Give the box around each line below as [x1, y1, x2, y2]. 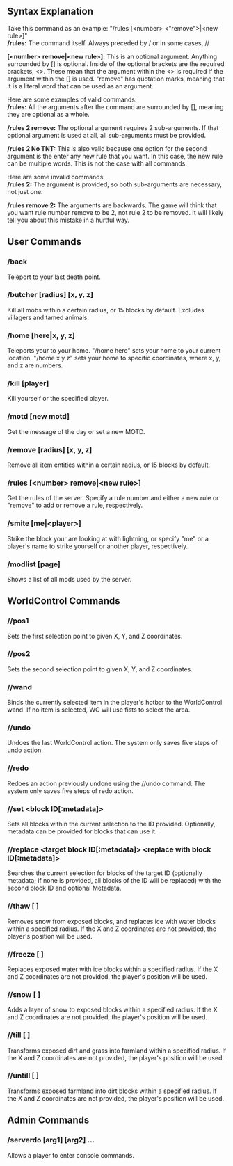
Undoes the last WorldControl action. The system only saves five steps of [7, 739, 218, 747]
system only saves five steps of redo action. [7, 786, 134, 795]
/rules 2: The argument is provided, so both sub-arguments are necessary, [7, 180, 223, 189]
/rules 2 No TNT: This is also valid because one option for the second [7, 144, 207, 152]
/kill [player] [7, 378, 49, 388]
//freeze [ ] [7, 949, 44, 959]
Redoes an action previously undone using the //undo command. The [7, 779, 206, 788]
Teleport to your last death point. [7, 273, 101, 281]
